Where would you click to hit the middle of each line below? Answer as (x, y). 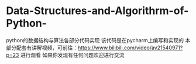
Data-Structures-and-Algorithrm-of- (97, 11)
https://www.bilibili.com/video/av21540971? (130, 48)
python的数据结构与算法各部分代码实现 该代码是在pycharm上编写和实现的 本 (98, 40)
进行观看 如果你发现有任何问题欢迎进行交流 (72, 55)
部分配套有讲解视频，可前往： (42, 48)
